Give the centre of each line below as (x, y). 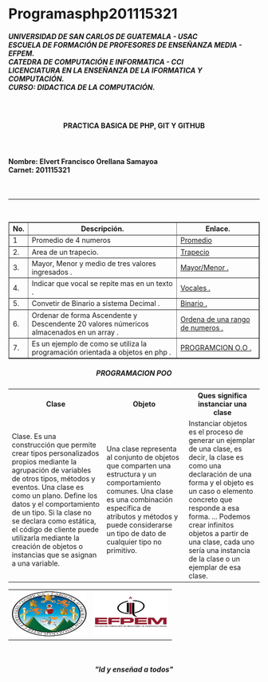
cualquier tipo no (134, 542)
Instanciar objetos (218, 424)
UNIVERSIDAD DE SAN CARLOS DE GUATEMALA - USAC (103, 36)
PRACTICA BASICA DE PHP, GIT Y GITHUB (134, 125)
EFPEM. (22, 53)
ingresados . (52, 272)
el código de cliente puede (55, 529)
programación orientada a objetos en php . (101, 352)
